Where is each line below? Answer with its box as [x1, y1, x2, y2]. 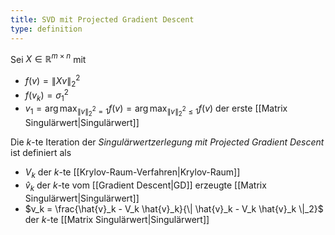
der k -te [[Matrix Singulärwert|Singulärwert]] [24, 213, 210, 225]
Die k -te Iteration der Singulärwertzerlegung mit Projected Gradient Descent [10, 136, 325, 148]
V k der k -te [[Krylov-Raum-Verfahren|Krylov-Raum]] [24, 166, 241, 180]
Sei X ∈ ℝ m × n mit [10, 51, 87, 65]
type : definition [10, 24, 83, 34]
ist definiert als [10, 147, 72, 159]
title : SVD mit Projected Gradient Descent [10, 14, 195, 25]
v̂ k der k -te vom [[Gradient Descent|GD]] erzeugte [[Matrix [24, 179, 267, 193]
